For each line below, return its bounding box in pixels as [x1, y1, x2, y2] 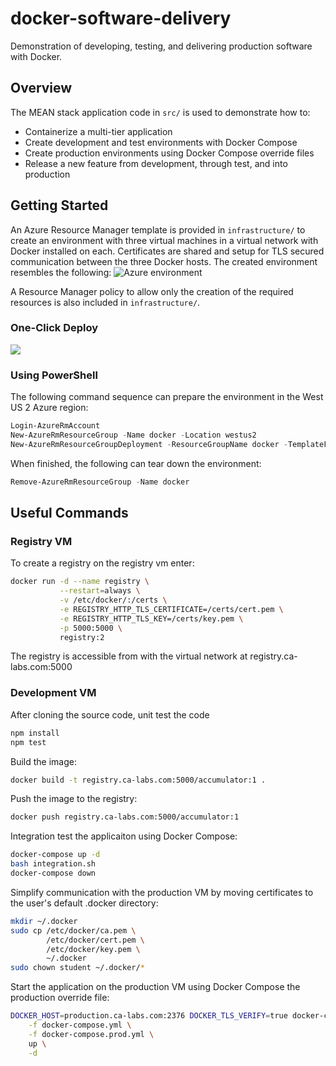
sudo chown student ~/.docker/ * [10, 963, 145, 973]
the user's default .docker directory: [10, 897, 159, 909]
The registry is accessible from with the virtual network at [10, 650, 248, 662]
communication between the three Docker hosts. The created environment [10, 255, 318, 267]
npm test [10, 737, 47, 747]
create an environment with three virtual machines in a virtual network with [10, 234, 319, 246]
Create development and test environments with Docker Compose [24, 136, 298, 148]
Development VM [10, 686, 97, 700]
